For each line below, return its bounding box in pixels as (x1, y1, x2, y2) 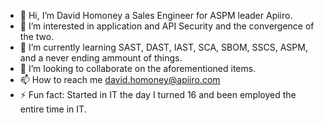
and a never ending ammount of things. (19, 52, 183, 64)
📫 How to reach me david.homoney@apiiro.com (19, 74, 221, 85)
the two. (19, 31, 55, 42)
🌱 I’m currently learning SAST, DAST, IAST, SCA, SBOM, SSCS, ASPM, (19, 41, 308, 53)
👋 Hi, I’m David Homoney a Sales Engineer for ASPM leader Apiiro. (19, 10, 293, 21)
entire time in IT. (19, 103, 87, 115)
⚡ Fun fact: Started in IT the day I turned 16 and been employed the (19, 89, 297, 100)
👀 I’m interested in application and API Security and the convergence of (19, 20, 315, 32)
